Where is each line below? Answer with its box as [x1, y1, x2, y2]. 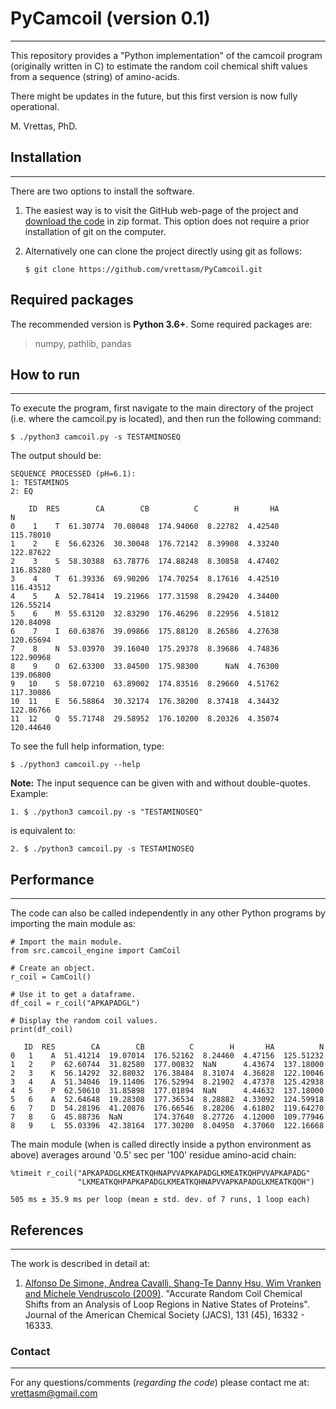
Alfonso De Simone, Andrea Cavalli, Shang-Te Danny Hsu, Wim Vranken [24, 1277, 322, 1289]
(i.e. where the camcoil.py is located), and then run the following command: [10, 413, 322, 425]
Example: [10, 788, 49, 800]
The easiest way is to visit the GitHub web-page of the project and [24, 204, 299, 216]
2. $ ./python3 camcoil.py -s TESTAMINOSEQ [10, 844, 195, 854]
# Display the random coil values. [10, 1016, 159, 1026]
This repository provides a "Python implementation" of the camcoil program [10, 49, 323, 61]
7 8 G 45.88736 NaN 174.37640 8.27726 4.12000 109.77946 [10, 1112, 325, 1122]
